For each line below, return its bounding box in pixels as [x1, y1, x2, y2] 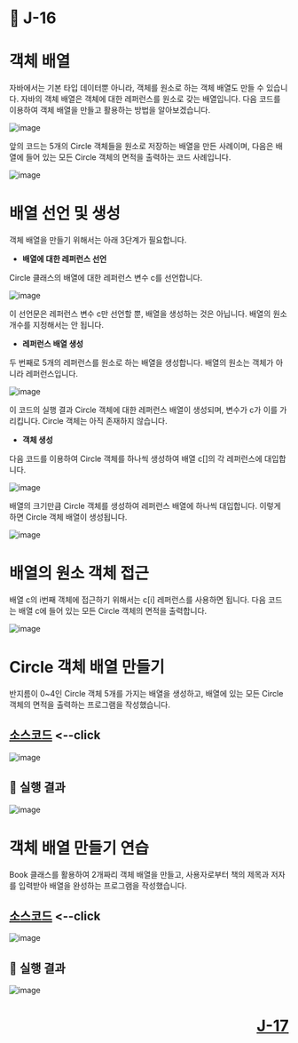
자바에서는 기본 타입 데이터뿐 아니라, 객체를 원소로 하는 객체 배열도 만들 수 [9, 83, 264, 93]
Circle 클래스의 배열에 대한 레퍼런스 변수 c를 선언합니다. [9, 273, 203, 283]
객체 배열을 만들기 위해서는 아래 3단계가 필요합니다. [9, 235, 187, 245]
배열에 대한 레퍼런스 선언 [21, 253, 107, 265]
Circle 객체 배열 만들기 [9, 657, 165, 678]
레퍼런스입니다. [25, 369, 78, 379]
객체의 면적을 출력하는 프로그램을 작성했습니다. [9, 699, 171, 710]
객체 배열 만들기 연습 [9, 838, 149, 858]
